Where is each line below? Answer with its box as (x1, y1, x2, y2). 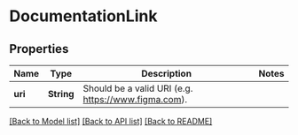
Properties (9, 41, 69, 56)
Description (141, 68, 192, 79)
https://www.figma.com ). (82, 94, 188, 105)
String (47, 88, 74, 100)
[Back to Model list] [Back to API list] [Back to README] (9, 116, 213, 126)
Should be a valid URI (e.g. (82, 82, 193, 94)
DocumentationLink (9, 6, 158, 26)
